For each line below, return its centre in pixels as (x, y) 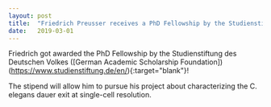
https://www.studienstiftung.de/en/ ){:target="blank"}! (100, 71)
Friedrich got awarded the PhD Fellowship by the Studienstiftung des (123, 54)
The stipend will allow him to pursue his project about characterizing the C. (133, 86)
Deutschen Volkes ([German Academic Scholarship (94, 62)
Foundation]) (202, 62)
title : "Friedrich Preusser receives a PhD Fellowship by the (117, 23)
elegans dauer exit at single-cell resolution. (80, 95)
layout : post (30, 16)
